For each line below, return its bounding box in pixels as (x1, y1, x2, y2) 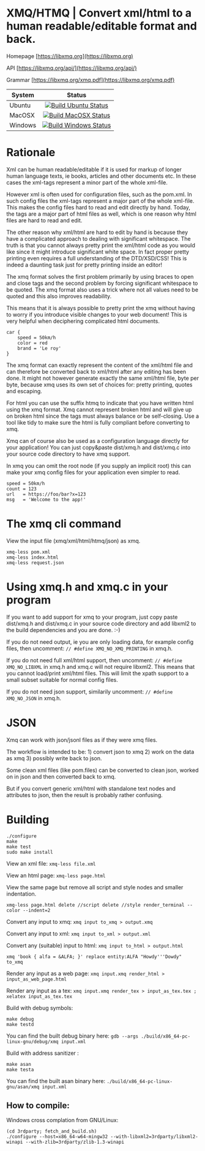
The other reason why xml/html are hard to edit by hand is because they (6, 228, 188, 236)
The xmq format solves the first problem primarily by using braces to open (6, 273, 194, 280)
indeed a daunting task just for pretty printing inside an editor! (6, 261, 162, 268)
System (11, 91, 35, 99)
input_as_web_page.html (6, 976, 67, 983)
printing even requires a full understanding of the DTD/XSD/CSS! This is (6, 254, 187, 262)
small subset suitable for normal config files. (6, 676, 118, 683)
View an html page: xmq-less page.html (6, 872, 106, 879)
